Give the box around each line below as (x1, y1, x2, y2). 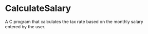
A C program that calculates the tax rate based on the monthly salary (5, 19, 144, 24)
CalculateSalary (5, 3, 72, 14)
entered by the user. (5, 23, 46, 29)
